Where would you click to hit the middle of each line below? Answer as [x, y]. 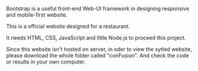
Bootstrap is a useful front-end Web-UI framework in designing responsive [98, 9]
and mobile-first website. [37, 15]
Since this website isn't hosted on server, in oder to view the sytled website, [99, 49]
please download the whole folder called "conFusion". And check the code [98, 55]
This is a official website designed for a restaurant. [68, 26]
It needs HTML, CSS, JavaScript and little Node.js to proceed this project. [96, 38]
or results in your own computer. [46, 62]
